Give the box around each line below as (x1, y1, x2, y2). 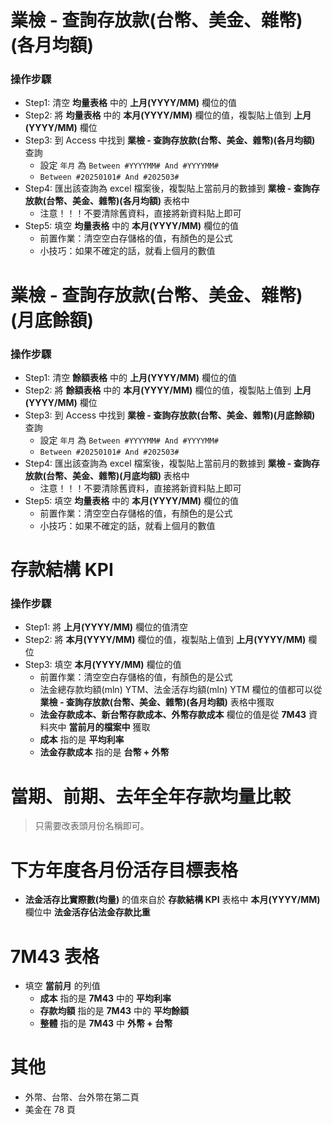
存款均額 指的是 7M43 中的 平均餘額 (39, 1005, 190, 1017)
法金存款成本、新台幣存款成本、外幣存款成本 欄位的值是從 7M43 (39, 709, 307, 721)
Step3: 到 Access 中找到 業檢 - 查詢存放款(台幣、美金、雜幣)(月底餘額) (24, 409, 316, 421)
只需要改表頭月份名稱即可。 (34, 820, 150, 832)
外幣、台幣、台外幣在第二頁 (24, 1091, 140, 1103)
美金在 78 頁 (24, 1104, 77, 1116)
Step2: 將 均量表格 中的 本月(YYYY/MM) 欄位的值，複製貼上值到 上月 (24, 109, 312, 121)
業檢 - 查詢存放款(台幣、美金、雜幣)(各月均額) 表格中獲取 (39, 696, 275, 708)
